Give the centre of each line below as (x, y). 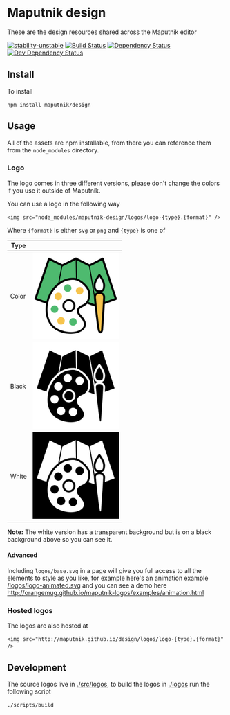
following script (29, 691)
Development (37, 668)
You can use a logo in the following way (64, 204)
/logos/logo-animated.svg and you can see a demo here (87, 585)
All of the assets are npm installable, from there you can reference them (109, 143)
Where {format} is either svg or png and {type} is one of (86, 230)
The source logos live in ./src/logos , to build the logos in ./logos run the (108, 684)
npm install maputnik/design (49, 105)
